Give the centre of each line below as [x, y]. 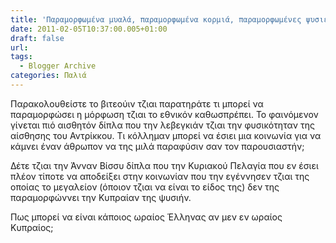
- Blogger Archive [58, 66]
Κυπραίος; [32, 227]
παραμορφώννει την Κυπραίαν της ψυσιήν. [101, 197]
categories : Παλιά [48, 76]
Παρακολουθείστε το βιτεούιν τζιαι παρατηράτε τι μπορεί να [137, 103]
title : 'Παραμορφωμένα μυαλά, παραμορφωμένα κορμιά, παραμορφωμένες [156, 19]
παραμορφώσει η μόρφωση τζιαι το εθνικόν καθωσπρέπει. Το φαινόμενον [164, 114]
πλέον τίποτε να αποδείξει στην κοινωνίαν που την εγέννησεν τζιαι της [160, 176]
